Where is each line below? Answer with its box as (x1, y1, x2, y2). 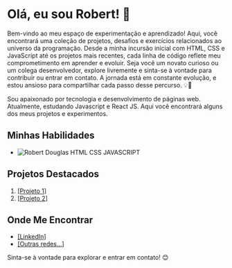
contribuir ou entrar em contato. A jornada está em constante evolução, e (7, 73, 217, 82)
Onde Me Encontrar (7, 214, 93, 226)
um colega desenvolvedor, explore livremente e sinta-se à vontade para (7, 66, 213, 74)
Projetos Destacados (7, 168, 99, 180)
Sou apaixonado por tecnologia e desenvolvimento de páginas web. (7, 94, 201, 103)
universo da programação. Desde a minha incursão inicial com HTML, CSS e (7, 44, 225, 52)
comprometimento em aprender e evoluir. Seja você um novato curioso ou (7, 58, 219, 67)
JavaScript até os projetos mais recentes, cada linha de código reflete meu (7, 51, 222, 60)
